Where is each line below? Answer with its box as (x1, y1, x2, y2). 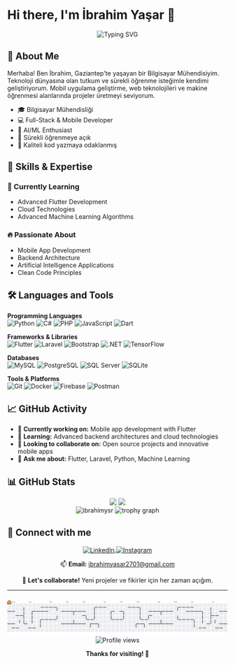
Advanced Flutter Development (17, 198, 108, 206)
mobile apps (17, 448, 54, 456)
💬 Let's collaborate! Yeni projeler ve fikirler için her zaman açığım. (22, 575, 213, 584)
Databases (7, 353, 40, 362)
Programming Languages (7, 311, 83, 320)
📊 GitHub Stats (7, 475, 76, 487)
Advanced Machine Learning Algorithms (17, 213, 134, 221)
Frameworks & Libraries (7, 332, 78, 341)
